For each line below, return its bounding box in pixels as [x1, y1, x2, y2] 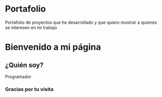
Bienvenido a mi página [5, 42, 101, 53]
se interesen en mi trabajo [5, 24, 57, 30]
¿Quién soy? [5, 61, 44, 69]
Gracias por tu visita [5, 86, 54, 93]
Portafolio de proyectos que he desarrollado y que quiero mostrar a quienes [5, 19, 157, 25]
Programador [5, 74, 32, 80]
